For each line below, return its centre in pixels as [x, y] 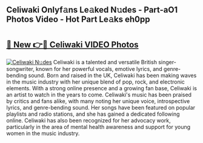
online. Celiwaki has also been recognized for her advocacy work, [88, 120]
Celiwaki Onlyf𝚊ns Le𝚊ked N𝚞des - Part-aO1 [92, 10]
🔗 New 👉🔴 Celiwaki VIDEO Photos [72, 45]
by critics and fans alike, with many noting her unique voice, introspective [98, 101]
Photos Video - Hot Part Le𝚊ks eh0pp [78, 20]
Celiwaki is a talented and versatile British [105, 62]
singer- [168, 62]
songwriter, [20, 69]
